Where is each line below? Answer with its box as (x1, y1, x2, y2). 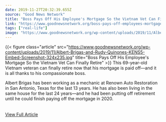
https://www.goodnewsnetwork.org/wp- (68, 44, 151, 50)
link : (5, 21, 16, 26)
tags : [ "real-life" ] (5, 26, 48, 31)
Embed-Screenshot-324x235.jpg (5, 55, 73, 60)
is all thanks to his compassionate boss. (5, 70, 86, 76)
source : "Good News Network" (5, 12, 65, 17)
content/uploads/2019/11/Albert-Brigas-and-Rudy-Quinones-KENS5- (5, 49, 145, 55)
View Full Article (5, 112, 38, 117)
